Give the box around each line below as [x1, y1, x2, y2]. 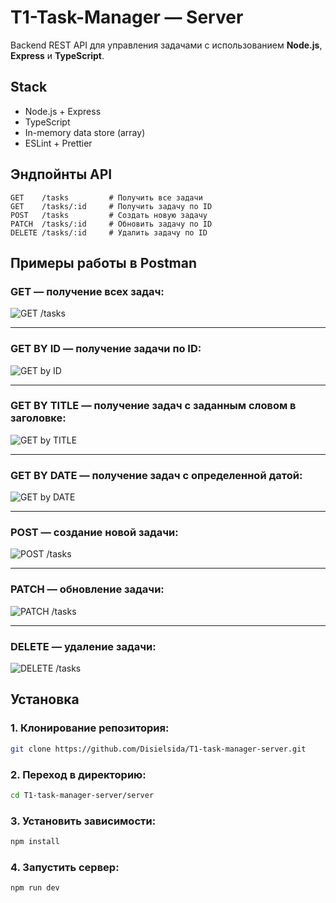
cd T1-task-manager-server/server [10, 790, 155, 800]
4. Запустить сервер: [10, 860, 120, 874]
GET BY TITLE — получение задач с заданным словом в [10, 399, 297, 413]
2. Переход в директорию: [10, 767, 147, 781]
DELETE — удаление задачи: [10, 639, 157, 653]
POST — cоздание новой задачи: [10, 526, 179, 540]
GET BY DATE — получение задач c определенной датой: [10, 468, 303, 482]
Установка [10, 691, 80, 708]
